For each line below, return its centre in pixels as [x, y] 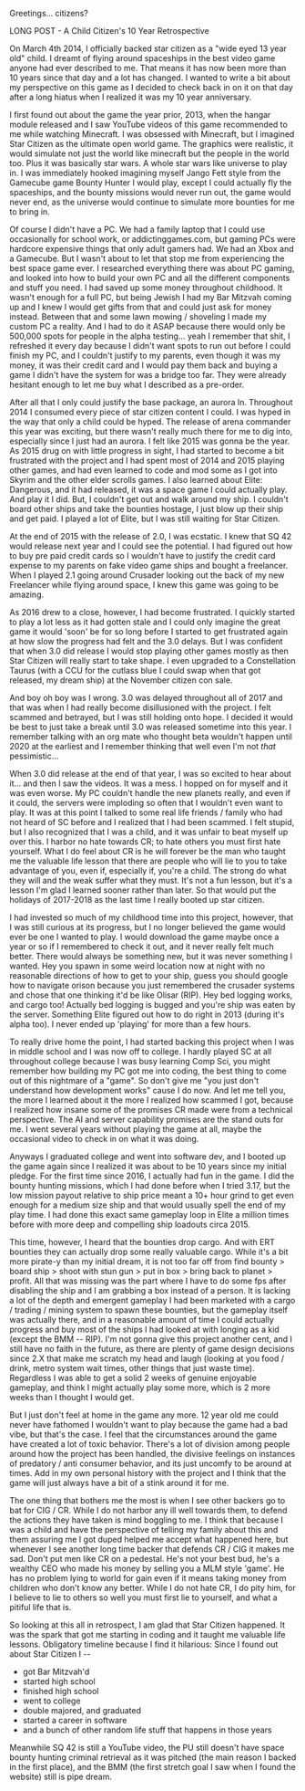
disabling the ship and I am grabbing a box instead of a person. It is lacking [150, 1290]
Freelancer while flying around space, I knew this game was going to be [144, 585]
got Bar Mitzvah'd [56, 1671]
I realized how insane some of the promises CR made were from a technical [151, 1110]
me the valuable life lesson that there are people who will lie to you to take [148, 861]
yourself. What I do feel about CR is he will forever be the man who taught [148, 851]
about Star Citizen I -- [50, 1654]
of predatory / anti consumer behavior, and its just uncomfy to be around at [151, 1463]
